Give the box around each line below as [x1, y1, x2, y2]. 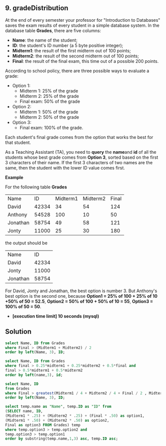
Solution [5, 327, 32, 336]
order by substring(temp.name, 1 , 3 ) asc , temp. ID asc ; [5, 436, 119, 442]
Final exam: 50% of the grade [19, 98, 81, 104]
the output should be [5, 240, 48, 246]
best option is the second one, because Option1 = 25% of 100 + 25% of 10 [5, 293, 158, 299]
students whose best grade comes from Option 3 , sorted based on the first [5, 154, 159, 160]
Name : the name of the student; [12, 37, 78, 43]
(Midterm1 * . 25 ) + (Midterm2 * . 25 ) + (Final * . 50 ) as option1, [5, 413, 145, 418]
